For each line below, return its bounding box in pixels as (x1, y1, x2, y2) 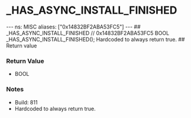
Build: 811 (14, 98, 38, 106)
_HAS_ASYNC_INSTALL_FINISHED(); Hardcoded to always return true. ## (6, 36, 185, 43)
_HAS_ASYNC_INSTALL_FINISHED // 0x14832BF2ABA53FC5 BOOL (6, 29, 170, 36)
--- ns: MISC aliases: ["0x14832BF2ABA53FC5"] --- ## (6, 23, 141, 30)
